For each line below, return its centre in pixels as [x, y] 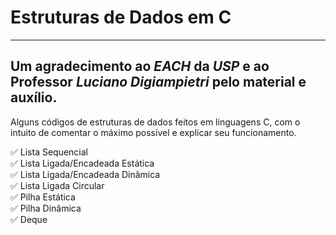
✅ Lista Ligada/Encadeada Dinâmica [85, 174]
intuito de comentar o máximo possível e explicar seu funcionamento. [153, 132]
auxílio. [34, 97]
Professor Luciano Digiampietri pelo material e [158, 82]
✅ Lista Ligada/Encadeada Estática [82, 163]
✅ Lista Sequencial [49, 152]
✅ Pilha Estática [43, 197]
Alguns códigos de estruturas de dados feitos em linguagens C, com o [155, 122]
